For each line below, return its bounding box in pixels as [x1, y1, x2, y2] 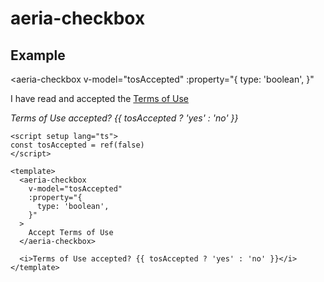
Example [10, 47, 66, 64]
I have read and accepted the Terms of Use [10, 93, 190, 104]
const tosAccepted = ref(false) [10, 140, 145, 150]
